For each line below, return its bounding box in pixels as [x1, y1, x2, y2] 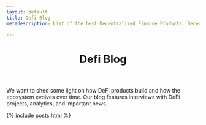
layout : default [6, 9, 48, 15]
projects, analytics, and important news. [6, 99, 108, 107]
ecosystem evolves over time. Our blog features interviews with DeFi [6, 93, 180, 100]
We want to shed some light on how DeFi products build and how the [6, 86, 181, 94]
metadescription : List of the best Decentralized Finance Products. [6, 20, 185, 26]
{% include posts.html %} [6, 112, 72, 119]
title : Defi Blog [6, 15, 51, 21]
